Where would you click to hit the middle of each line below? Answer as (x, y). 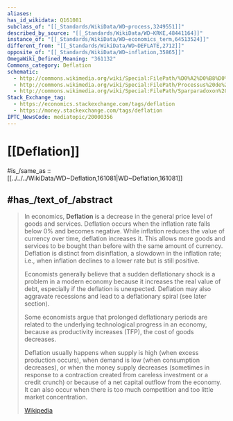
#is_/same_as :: (29, 170)
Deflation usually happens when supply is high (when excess (111, 353)
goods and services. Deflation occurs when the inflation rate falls (117, 224)
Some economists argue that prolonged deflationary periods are (116, 317)
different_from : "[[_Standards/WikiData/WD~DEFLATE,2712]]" (96, 46)
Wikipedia (38, 411)
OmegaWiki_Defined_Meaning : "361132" (62, 59)
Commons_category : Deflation (49, 65)
